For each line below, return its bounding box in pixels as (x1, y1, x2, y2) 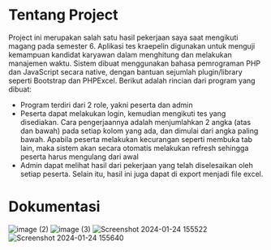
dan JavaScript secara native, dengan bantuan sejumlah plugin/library (8, 67, 243, 76)
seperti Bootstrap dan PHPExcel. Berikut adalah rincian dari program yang (8, 75, 256, 85)
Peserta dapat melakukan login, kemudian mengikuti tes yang (19, 108, 226, 119)
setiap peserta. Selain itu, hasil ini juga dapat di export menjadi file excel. (19, 169, 264, 179)
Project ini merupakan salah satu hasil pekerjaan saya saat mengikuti (8, 32, 239, 42)
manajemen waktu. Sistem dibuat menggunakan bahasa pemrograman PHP (8, 58, 261, 68)
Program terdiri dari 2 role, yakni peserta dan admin (19, 100, 193, 110)
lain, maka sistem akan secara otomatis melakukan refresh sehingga (19, 143, 249, 153)
